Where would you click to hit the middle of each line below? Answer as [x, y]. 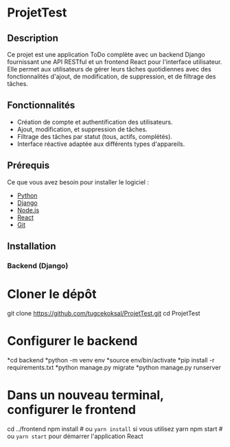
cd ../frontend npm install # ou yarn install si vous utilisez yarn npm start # [115, 428]
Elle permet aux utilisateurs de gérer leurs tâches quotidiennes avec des [109, 69]
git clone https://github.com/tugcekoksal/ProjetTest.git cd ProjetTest [104, 313]
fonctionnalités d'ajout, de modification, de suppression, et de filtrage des [112, 76]
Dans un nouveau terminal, [85, 395]
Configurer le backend [72, 341]
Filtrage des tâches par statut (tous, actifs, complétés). [95, 136]
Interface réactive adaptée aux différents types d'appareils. [101, 144]
